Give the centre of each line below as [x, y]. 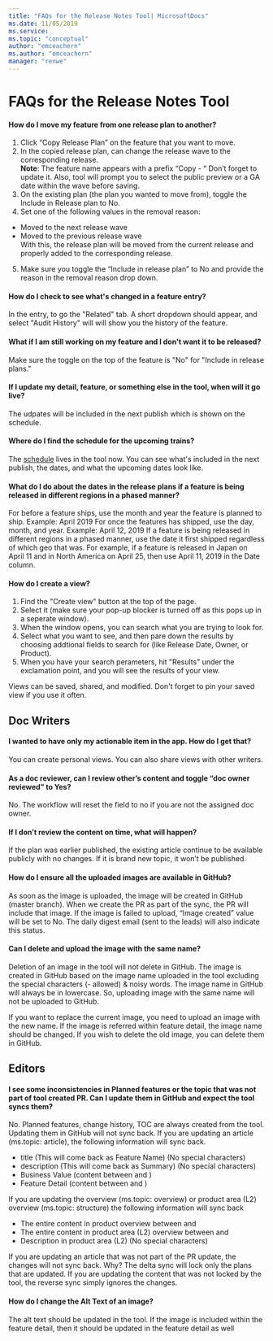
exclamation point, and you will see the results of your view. [120, 671]
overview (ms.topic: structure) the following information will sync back [126, 1208]
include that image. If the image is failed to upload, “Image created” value [131, 912]
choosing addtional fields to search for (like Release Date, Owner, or [134, 645]
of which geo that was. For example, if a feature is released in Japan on [128, 548]
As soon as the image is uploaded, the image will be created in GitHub [126, 895]
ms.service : [28, 31]
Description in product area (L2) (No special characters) [114, 1241]
